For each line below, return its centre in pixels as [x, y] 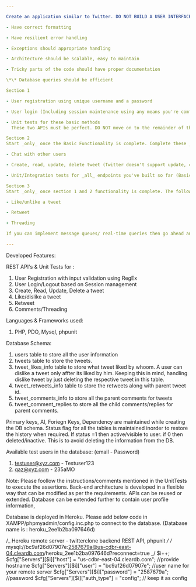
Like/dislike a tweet [38, 297]
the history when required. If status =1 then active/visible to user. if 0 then [94, 434]
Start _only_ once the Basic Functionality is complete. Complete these [96, 144]
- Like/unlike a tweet [34, 202]
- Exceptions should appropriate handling [58, 48]
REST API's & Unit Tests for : [40, 266]
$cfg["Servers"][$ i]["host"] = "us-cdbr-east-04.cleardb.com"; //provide [92, 559]
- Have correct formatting [39, 27]
